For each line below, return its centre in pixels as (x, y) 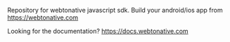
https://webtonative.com (43, 17)
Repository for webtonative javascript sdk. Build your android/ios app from (115, 10)
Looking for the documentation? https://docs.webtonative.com (98, 31)
